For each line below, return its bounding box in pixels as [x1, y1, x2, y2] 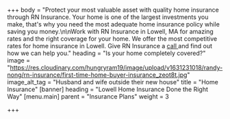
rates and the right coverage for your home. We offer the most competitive [7, 35, 218, 43]
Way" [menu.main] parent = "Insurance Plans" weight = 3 [7, 92, 169, 101]
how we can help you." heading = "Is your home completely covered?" [7, 49, 206, 57]
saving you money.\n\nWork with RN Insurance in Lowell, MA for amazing [7, 27, 214, 35]
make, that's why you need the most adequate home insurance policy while [7, 20, 220, 28]
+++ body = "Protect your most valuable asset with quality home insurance [7, 6, 219, 14]
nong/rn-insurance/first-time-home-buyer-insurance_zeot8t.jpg [7, 71, 188, 79]
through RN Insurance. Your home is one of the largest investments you [7, 13, 209, 21]
